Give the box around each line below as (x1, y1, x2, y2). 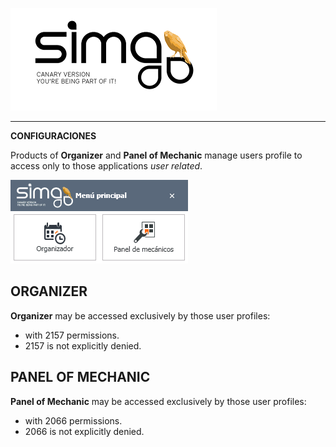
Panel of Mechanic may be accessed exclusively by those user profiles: (10, 395, 307, 407)
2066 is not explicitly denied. (24, 425, 145, 437)
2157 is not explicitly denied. (24, 339, 142, 352)
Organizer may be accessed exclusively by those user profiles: (10, 309, 271, 322)
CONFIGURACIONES (10, 130, 97, 142)
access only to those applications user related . (10, 160, 203, 172)
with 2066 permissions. (24, 414, 123, 427)
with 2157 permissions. (24, 329, 120, 341)
